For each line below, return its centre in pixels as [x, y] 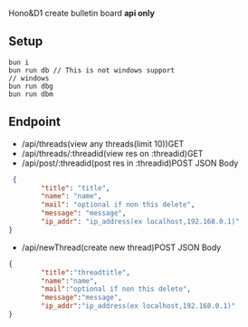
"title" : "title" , [76, 188]
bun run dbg [31, 86]
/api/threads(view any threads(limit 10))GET [103, 143]
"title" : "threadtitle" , [86, 272]
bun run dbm [31, 94]
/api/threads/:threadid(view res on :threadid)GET [112, 153]
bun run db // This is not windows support [92, 70]
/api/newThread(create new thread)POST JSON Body [121, 247]
